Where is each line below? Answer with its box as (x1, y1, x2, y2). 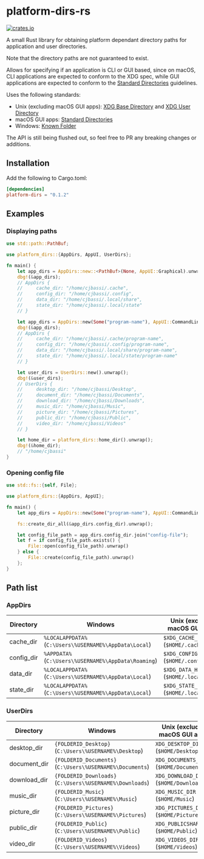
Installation (6, 158, 50, 169)
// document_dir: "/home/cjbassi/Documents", (17, 392, 146, 398)
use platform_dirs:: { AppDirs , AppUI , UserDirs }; (6, 251, 132, 258)
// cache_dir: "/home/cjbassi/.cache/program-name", (17, 336, 165, 342)
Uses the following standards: (6, 91, 81, 98)
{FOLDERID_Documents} (54, 756, 117, 763)
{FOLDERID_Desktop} (54, 740, 111, 747)
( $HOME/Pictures (155, 810, 202, 819)
